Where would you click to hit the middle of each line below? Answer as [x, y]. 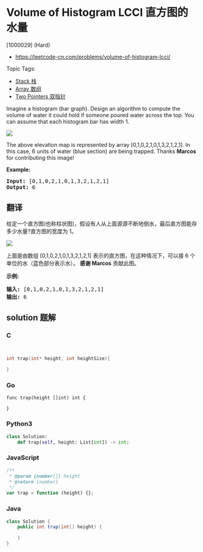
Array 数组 [28, 88]
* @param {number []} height [45, 476]
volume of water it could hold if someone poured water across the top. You [100, 115]
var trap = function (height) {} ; [50, 493]
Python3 [19, 424]
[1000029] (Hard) [28, 45]
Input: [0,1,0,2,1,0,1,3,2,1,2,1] [58, 181]
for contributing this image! [40, 157]
